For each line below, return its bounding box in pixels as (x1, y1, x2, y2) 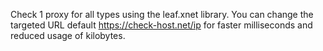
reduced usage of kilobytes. (10, 30, 126, 41)
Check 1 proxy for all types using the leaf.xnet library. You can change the (10, 9, 314, 20)
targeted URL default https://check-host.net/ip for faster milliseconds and (10, 19, 313, 31)
